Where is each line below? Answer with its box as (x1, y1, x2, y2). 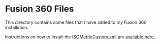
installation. (5, 24, 29, 30)
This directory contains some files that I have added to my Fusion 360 (5, 19, 147, 25)
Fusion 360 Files (5, 3, 74, 15)
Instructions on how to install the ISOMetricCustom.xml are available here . (5, 34, 155, 40)
